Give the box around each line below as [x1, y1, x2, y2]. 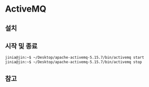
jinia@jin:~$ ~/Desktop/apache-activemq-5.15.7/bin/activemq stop [5, 60, 142, 65]
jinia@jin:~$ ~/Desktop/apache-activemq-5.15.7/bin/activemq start [5, 55, 145, 60]
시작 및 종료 [5, 42, 38, 50]
